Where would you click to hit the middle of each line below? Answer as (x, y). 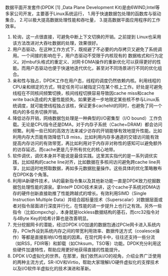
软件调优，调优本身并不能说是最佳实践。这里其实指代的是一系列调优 (83, 156)
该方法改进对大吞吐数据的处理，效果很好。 (56, 43)
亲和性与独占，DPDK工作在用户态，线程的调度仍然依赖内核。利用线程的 (87, 81)
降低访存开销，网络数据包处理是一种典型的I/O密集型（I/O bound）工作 (85, 118)
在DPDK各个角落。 (32, 175)
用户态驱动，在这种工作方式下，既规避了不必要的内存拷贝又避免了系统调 (87, 49)
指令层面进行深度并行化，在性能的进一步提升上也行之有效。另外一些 (92, 206)
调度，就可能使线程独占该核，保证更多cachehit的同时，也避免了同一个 (90, 106)
